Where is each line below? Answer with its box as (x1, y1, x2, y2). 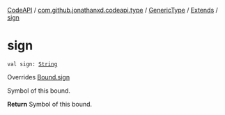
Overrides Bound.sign (7, 72, 70, 81)
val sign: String (7, 61, 58, 68)
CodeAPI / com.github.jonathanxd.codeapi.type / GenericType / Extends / (7, 6, 218, 14)
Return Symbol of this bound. (7, 100, 93, 108)
